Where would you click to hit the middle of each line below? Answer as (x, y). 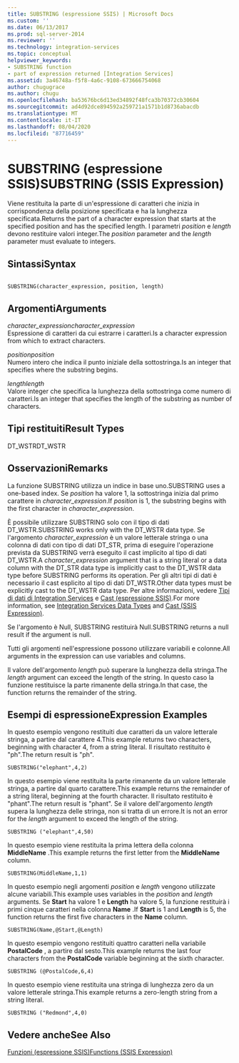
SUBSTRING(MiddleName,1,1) (47, 874)
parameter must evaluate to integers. (62, 241)
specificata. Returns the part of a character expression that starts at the (112, 219)
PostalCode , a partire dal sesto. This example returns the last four (105, 951)
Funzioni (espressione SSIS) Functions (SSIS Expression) (90, 1052)
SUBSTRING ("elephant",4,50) (51, 832)
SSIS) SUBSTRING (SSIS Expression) (116, 184)
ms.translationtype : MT (43, 113)
